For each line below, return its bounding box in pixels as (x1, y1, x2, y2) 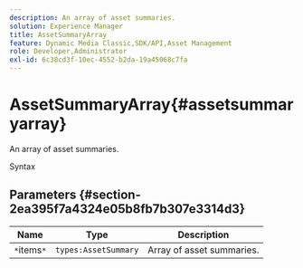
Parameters (9, 187, 77, 203)
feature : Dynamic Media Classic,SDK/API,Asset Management (9, 38, 232, 48)
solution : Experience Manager (9, 22, 124, 31)
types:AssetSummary (55, 244, 139, 254)
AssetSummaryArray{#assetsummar (9, 94, 294, 115)
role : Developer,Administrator (9, 47, 128, 56)
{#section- (78, 187, 142, 203)
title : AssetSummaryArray (9, 30, 107, 39)
